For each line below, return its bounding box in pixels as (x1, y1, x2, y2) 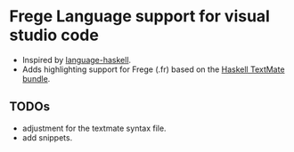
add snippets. (21, 132, 73, 143)
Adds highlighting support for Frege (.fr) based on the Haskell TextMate (21, 64, 285, 75)
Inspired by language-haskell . (21, 54, 132, 65)
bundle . (21, 73, 51, 84)
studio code (9, 25, 100, 45)
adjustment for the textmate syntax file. (21, 123, 167, 133)
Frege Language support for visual (9, 6, 270, 27)
